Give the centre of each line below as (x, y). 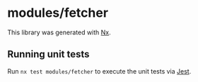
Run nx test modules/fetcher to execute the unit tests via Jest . (99, 71)
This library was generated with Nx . (59, 32)
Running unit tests (48, 54)
